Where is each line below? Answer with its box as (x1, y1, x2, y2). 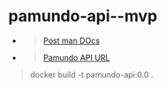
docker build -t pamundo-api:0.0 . (29, 69, 154, 80)
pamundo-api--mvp (8, 6, 158, 26)
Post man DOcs (42, 35, 101, 46)
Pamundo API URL (42, 52, 110, 62)
